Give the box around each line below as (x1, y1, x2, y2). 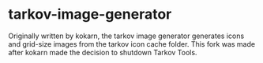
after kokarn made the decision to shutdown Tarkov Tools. (8, 47, 197, 57)
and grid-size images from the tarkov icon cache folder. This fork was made (8, 39, 255, 48)
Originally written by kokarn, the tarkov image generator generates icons (8, 31, 245, 40)
